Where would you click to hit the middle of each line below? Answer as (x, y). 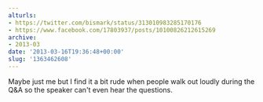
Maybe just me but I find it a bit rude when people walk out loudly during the (131, 81)
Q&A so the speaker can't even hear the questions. (90, 89)
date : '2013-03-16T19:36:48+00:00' (66, 52)
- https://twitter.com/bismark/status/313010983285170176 (105, 23)
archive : (22, 37)
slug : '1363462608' (40, 60)
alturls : (22, 15)
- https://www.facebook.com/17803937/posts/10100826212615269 (112, 30)
